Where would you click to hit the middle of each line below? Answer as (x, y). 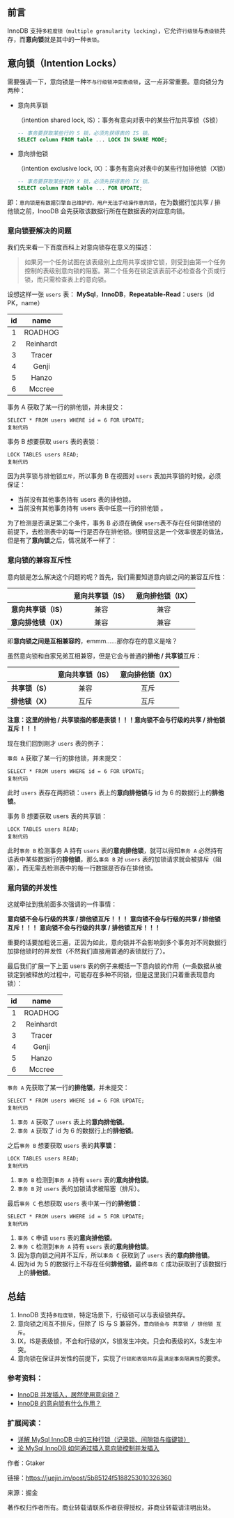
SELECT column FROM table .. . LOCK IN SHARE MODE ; (92, 139)
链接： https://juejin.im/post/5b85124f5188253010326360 (89, 1478)
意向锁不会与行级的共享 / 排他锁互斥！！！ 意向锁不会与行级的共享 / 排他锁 (114, 919)
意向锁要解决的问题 (39, 231)
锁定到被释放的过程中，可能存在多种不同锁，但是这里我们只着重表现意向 (111, 975)
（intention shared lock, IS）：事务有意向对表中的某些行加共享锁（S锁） (119, 120)
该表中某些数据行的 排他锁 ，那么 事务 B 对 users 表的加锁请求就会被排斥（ (111, 859)
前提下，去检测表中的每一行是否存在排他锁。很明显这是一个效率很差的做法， (117, 532)
